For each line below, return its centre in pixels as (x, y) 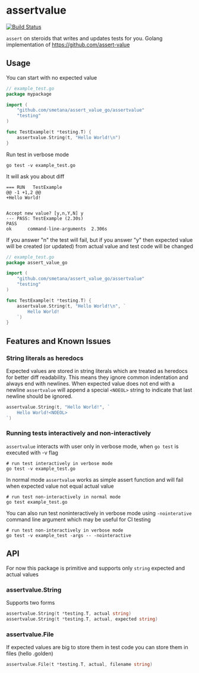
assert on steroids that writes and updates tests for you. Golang (84, 38)
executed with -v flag (32, 453)
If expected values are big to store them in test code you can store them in (97, 647)
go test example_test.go (37, 502)
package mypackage (29, 94)
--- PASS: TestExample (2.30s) (45, 218)
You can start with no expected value (52, 77)
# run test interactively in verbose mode (59, 463)
